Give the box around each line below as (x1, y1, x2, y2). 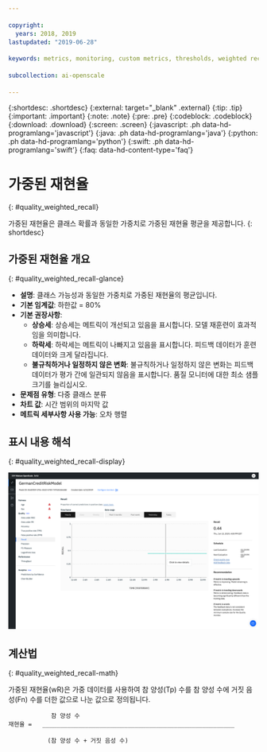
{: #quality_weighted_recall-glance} (8, 274, 125, 284)
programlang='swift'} (8, 145, 78, 154)
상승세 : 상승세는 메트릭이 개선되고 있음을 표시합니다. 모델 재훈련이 (31, 320, 236, 330)
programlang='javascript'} (8, 128, 94, 138)
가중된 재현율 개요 (8, 252, 91, 266)
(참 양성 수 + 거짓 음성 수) (47, 737, 129, 745)
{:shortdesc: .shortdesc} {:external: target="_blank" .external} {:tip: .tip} (8, 103, 243, 112)
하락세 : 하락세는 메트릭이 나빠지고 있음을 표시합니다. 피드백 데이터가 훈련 (31, 340, 257, 350)
